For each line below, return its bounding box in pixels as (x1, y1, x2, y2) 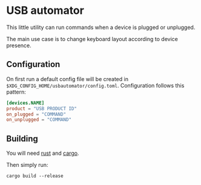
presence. (6, 42, 31, 49)
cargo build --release (6, 173, 64, 179)
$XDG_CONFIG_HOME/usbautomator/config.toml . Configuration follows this (6, 82, 185, 89)
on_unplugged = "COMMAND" (6, 117, 71, 123)
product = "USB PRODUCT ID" (6, 105, 77, 112)
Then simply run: (6, 161, 48, 169)
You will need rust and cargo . (6, 149, 79, 157)
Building (6, 134, 38, 144)
